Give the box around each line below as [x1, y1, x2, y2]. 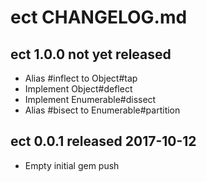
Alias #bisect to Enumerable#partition [24, 104, 181, 116]
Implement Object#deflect [24, 83, 133, 95]
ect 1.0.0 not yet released [10, 46, 172, 63]
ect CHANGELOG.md [10, 6, 188, 29]
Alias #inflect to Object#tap [24, 72, 138, 84]
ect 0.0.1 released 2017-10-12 [10, 133, 197, 150]
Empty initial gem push [24, 159, 120, 171]
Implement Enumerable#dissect [24, 94, 157, 105]
